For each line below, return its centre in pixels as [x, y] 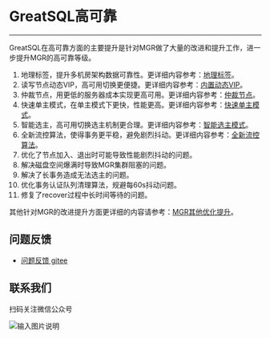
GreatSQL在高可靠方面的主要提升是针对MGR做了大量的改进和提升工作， [128, 47]
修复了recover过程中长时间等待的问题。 [86, 195]
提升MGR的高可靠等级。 [56, 58]
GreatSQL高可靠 [63, 16]
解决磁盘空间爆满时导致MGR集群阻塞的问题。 [95, 164]
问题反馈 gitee [44, 260]
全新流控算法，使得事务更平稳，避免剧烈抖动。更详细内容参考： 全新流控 [140, 135]
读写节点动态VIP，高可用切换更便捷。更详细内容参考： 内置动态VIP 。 [134, 84]
